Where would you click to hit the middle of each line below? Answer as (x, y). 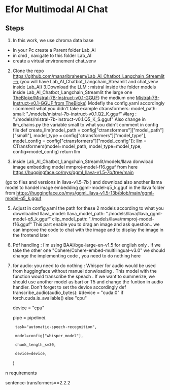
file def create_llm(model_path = (46, 130)
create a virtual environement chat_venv (54, 61)
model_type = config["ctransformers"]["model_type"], (90, 135)
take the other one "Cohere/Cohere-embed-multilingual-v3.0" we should (89, 250)
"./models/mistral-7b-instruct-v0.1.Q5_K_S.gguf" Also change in (79, 119)
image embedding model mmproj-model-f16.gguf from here (75, 167)
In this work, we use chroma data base (53, 40)
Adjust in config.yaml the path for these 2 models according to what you (88, 208)
